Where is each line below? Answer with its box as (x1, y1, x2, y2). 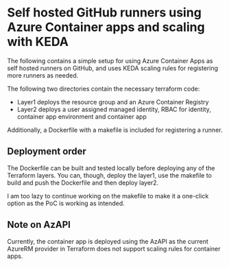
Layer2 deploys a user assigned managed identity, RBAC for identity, (16, 105, 211, 113)
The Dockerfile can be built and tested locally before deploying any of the (7, 163, 215, 172)
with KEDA (7, 34, 69, 49)
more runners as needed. (7, 71, 79, 80)
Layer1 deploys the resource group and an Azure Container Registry (16, 97, 209, 106)
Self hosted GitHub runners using (7, 5, 202, 21)
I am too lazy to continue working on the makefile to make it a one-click (7, 191, 209, 200)
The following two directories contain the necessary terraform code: (7, 84, 200, 93)
